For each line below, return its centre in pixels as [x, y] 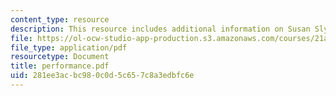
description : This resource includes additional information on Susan [160, 29]
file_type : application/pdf [69, 47]
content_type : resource [60, 19]
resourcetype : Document [60, 57]
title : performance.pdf [60, 66]
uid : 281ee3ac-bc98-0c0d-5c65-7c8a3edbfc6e [102, 76]
